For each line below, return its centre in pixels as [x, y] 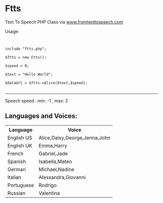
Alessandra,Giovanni [62, 177]
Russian [16, 193]
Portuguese [21, 185]
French [16, 153]
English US [20, 138]
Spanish [17, 161]
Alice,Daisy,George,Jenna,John [74, 138]
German [16, 169]
